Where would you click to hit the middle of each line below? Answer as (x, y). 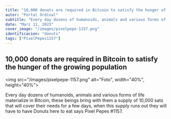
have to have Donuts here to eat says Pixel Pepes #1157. (64, 111)
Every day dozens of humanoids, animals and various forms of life (75, 94)
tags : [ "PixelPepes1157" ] (33, 39)
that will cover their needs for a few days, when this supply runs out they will (86, 106)
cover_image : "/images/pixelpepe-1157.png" (52, 29)
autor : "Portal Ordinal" (32, 15)
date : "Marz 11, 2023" (29, 24)
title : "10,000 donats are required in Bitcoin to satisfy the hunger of (86, 10)
